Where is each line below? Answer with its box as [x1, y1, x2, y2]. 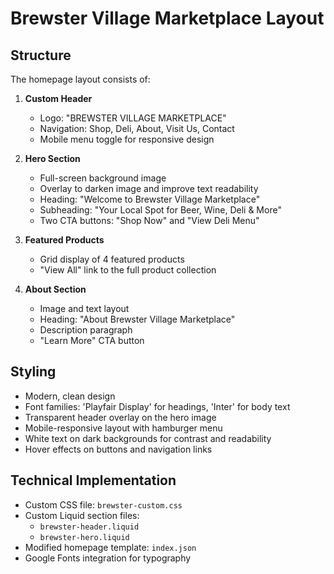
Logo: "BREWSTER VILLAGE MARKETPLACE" [39, 112, 227, 124]
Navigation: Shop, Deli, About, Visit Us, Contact [39, 123, 235, 134]
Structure [10, 47, 72, 64]
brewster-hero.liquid [39, 532, 130, 542]
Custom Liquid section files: [24, 509, 140, 521]
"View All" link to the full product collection [39, 264, 217, 276]
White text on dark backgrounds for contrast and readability [24, 432, 272, 444]
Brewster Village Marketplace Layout [10, 7, 325, 30]
